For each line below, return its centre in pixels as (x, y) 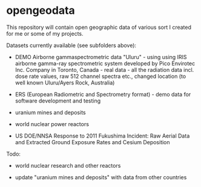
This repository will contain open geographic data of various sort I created (99, 27)
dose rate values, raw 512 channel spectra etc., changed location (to (100, 76)
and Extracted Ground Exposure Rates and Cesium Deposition (93, 142)
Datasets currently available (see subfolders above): (71, 45)
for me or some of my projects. (45, 33)
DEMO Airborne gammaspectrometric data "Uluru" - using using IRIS (101, 57)
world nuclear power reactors (52, 124)
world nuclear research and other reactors (68, 165)
